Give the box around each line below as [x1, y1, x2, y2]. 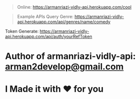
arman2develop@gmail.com [5, 61, 124, 73]
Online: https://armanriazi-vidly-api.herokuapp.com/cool [17, 4, 132, 10]
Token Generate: [5, 28, 39, 34]
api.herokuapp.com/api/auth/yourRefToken [5, 34, 92, 39]
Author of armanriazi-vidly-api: [5, 51, 136, 62]
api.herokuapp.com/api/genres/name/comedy [17, 19, 111, 25]
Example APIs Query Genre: [17, 14, 74, 19]
